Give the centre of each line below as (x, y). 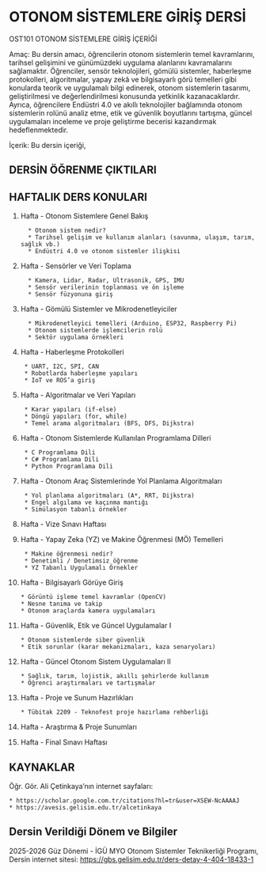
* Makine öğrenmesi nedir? (68, 554)
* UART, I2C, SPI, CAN (62, 367)
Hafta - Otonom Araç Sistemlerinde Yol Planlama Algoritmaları (121, 481)
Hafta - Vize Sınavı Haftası (63, 524)
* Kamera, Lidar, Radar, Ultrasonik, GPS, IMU (106, 281)
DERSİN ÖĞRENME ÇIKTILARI (83, 170)
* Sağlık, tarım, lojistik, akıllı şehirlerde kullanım (114, 677)
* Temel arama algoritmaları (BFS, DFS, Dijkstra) (109, 423)
